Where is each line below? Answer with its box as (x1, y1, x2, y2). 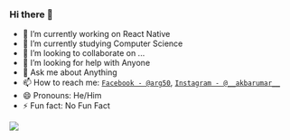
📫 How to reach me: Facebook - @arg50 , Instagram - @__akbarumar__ (22, 77, 281, 89)
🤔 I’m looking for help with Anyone (22, 58, 151, 69)
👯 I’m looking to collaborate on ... (22, 48, 145, 59)
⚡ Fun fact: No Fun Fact (22, 100, 111, 111)
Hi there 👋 (9, 8, 54, 21)
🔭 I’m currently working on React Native (22, 29, 171, 40)
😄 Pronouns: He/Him (22, 90, 102, 101)
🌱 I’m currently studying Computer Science (22, 38, 183, 49)
